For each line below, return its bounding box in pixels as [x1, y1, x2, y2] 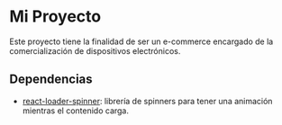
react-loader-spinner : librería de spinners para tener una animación [22, 95, 273, 106]
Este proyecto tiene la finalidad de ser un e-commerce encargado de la [9, 36, 274, 47]
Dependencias [9, 72, 93, 87]
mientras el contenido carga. [22, 105, 129, 116]
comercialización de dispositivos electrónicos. [9, 45, 181, 56]
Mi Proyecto [9, 6, 102, 27]
